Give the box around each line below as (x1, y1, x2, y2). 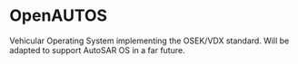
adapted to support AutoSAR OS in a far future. (9, 44, 185, 55)
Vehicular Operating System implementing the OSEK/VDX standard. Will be (9, 35, 290, 46)
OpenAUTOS (9, 5, 107, 26)
